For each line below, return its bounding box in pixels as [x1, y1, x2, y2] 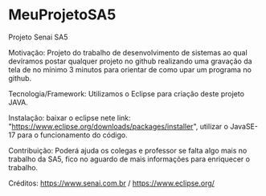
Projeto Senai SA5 [8, 32, 68, 42]
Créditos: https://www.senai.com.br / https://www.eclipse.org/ [8, 178, 215, 188]
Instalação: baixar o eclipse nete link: [8, 112, 131, 122]
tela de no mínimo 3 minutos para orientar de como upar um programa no [8, 64, 252, 74]
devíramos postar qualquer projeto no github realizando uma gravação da [8, 56, 252, 66]
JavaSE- [230, 121, 259, 131]
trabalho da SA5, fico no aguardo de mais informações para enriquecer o [8, 154, 251, 164]
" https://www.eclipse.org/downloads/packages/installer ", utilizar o [8, 121, 229, 131]
